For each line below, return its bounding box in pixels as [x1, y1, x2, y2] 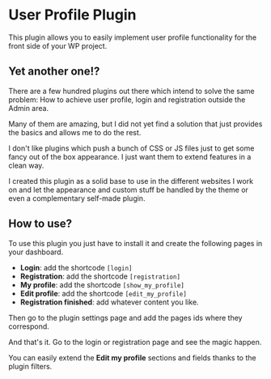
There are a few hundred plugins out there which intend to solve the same [8, 86, 255, 96]
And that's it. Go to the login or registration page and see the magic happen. [8, 337, 262, 347]
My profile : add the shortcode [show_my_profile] [19, 279, 184, 289]
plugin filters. [8, 361, 53, 371]
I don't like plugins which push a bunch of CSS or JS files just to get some [8, 143, 255, 153]
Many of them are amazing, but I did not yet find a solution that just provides [8, 119, 263, 129]
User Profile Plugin [8, 6, 137, 24]
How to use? [8, 217, 73, 231]
